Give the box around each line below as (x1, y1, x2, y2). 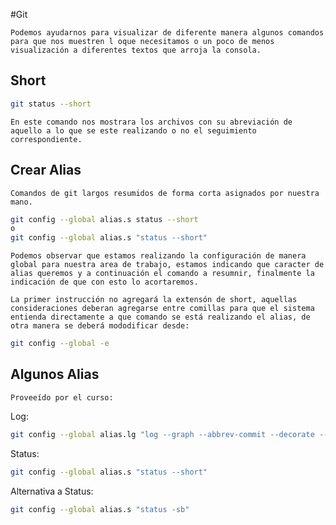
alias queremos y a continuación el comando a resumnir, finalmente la (10, 269, 315, 279)
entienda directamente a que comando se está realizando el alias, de (10, 312, 311, 323)
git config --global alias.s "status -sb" (10, 504, 190, 514)
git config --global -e (10, 339, 110, 349)
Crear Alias (10, 162, 82, 179)
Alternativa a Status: (10, 485, 94, 497)
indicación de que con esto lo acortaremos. (10, 277, 199, 288)
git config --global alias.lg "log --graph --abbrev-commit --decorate (10, 429, 315, 439)
